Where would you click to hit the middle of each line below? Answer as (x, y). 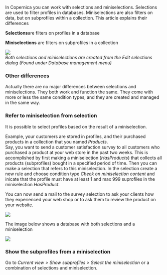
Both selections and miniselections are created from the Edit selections (79, 57)
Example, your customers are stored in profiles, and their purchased (75, 136)
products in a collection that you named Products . (57, 142)
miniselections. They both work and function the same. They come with (79, 92)
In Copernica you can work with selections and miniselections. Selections (81, 7)
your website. (19, 205)
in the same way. (23, 103)
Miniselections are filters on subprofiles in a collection (62, 43)
